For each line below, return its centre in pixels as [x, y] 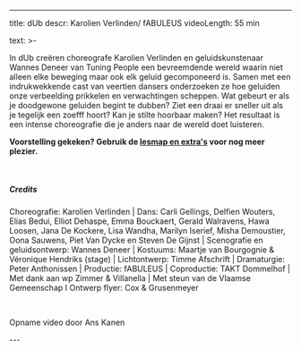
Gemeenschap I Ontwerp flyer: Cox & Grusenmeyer [104, 287]
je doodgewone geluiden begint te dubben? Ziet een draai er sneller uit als [146, 105]
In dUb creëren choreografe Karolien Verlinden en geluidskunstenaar [137, 58]
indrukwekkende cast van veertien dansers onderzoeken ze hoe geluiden [145, 86]
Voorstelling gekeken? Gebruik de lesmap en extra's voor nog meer [138, 141]
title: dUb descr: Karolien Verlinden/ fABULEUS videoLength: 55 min [134, 23]
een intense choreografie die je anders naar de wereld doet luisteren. [137, 124]
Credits [23, 189]
